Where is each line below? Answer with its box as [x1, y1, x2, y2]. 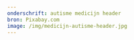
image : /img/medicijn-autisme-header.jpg [7, 22, 128, 29]
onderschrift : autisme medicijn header [7, 9, 122, 17]
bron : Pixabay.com [7, 16, 60, 23]
